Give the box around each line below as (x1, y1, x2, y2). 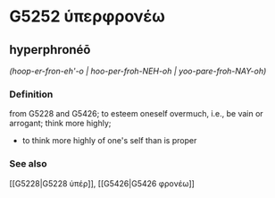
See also (9, 158, 47, 170)
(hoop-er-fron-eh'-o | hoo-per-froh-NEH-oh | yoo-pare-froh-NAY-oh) (9, 65, 267, 76)
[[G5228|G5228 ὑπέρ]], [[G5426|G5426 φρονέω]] (9, 177, 195, 189)
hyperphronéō (9, 42, 91, 57)
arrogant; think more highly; (9, 118, 112, 129)
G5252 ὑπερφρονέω (9, 6, 165, 27)
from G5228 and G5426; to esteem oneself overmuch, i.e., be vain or (9, 108, 263, 119)
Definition (9, 88, 54, 100)
